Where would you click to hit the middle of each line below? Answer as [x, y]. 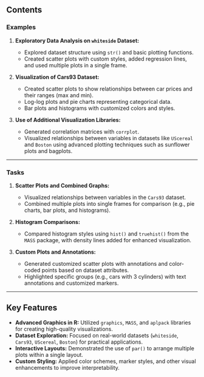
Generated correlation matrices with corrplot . [82, 131]
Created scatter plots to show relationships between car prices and [108, 89]
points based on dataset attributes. [85, 270]
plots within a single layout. [49, 355]
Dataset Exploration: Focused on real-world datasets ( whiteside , [97, 335]
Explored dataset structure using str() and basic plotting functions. [109, 52]
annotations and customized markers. [71, 283]
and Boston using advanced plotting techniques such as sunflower [107, 144]
